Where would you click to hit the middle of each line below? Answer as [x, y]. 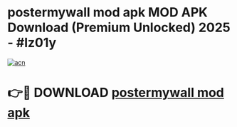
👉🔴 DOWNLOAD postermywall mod [116, 93]
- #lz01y [32, 43]
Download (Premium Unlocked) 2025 [119, 27]
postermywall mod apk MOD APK [107, 12]
